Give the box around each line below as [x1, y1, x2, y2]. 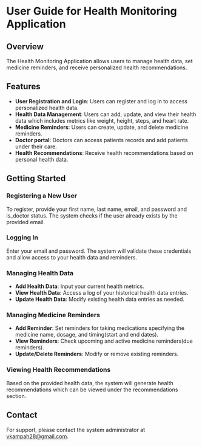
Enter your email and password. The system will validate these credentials [6, 247, 192, 255]
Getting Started [6, 173, 66, 184]
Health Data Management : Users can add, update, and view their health [15, 111, 197, 118]
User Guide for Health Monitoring [6, 4, 177, 18]
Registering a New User [6, 191, 78, 200]
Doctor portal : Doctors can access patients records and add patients [15, 136, 188, 143]
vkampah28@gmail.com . [6, 433, 69, 440]
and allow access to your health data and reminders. [6, 253, 138, 261]
